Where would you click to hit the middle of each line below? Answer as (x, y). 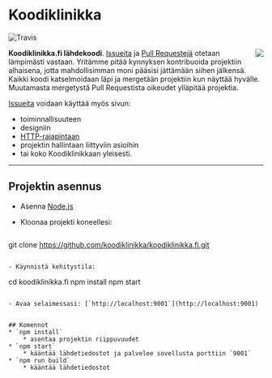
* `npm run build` (39, 360)
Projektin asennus (55, 187)
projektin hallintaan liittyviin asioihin (79, 144)
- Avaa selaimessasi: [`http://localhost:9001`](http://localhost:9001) (134, 303)
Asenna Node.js (47, 206)
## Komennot (28, 325)
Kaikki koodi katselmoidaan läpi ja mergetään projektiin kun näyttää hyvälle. (134, 79)
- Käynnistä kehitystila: (52, 266)
